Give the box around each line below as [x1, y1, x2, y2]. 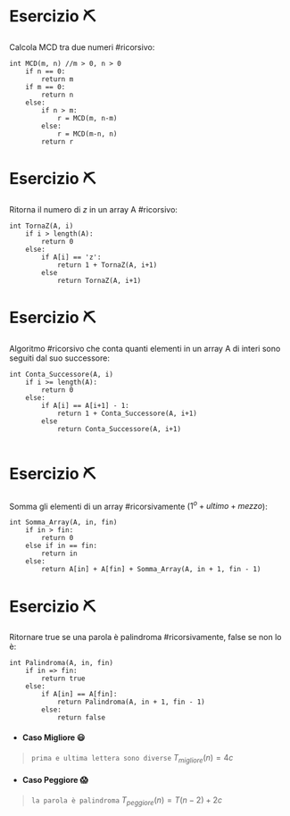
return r [41, 137, 74, 146]
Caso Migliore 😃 [21, 732, 86, 743]
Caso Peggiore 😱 [21, 774, 88, 785]
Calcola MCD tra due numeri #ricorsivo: [9, 41, 155, 53]
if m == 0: [25, 82, 66, 91]
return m [41, 74, 74, 84]
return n [41, 90, 74, 99]
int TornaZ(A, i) [9, 221, 74, 230]
